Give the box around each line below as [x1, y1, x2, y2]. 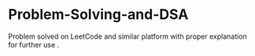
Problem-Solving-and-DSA [8, 6, 189, 24]
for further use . [8, 39, 60, 49]
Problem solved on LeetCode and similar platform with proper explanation [8, 32, 248, 41]
